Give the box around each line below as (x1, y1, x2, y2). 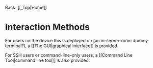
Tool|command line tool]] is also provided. (5, 57, 90, 63)
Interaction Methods (5, 22, 90, 33)
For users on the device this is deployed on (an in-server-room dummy (5, 37, 148, 43)
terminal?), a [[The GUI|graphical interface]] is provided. (5, 43, 119, 49)
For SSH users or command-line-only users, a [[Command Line (5, 52, 133, 58)
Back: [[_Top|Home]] (5, 5, 47, 10)
